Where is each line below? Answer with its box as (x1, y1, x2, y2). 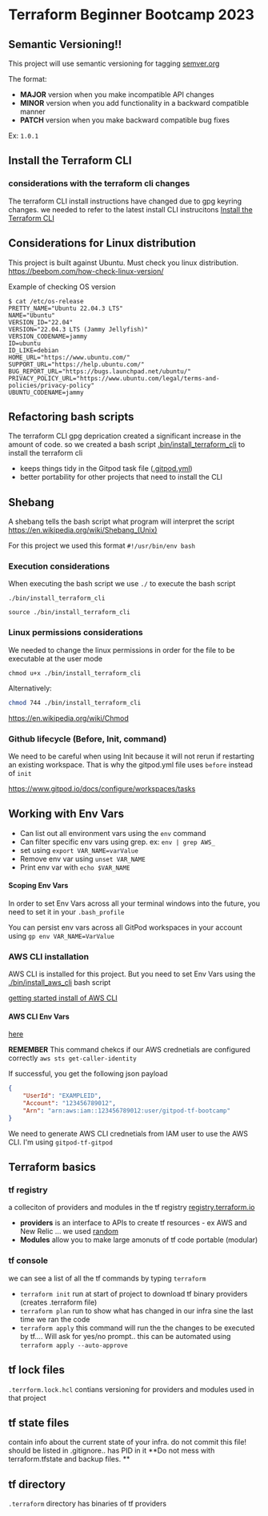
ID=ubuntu (8, 339, 42, 348)
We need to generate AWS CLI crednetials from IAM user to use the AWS (8, 1128, 249, 1138)
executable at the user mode (8, 653, 102, 663)
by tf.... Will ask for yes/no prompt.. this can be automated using (19, 1331, 231, 1341)
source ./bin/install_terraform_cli (8, 609, 130, 617)
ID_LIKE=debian (8, 346, 59, 354)
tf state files (8, 1416, 70, 1430)
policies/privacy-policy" (8, 381, 94, 389)
